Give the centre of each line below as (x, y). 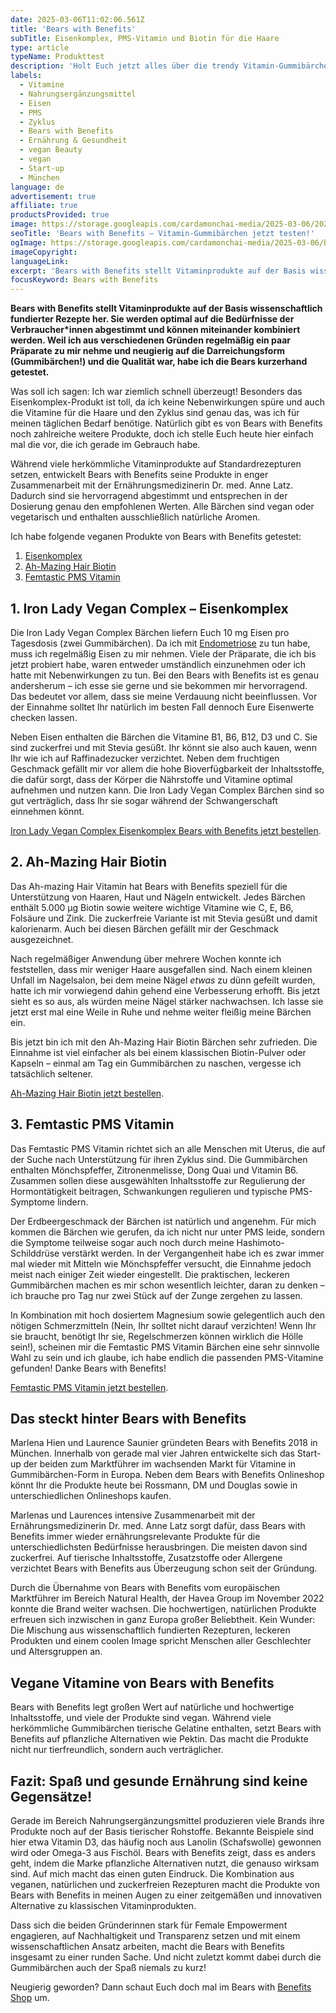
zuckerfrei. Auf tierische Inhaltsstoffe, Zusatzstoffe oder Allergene (146, 1558)
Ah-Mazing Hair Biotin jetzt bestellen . (87, 1093)
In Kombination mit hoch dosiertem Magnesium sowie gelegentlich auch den (167, 1315)
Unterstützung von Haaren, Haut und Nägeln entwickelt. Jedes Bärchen (158, 897)
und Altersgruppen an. (56, 1652)
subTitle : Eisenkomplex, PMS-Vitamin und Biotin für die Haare (145, 38)
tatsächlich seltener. (52, 1073)
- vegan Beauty (51, 150)
